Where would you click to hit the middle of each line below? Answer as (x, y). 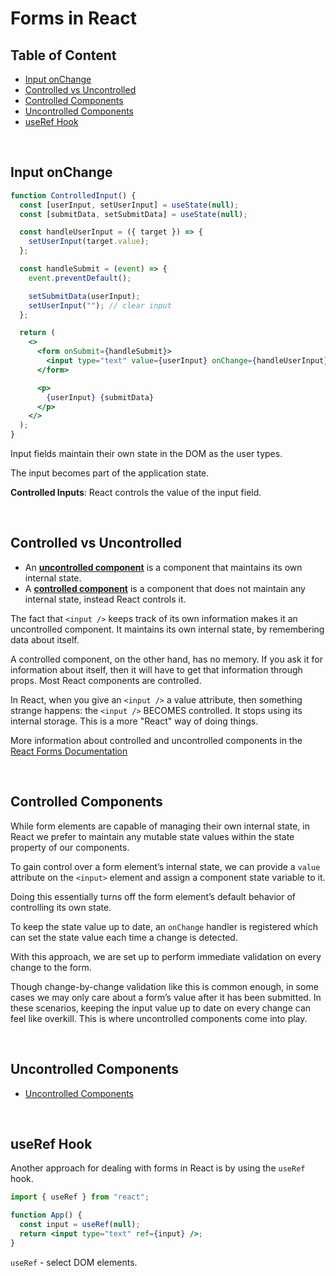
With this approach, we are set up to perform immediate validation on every (166, 956)
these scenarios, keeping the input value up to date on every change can (161, 1008)
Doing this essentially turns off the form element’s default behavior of (153, 896)
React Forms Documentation (69, 751)
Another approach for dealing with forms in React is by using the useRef (158, 1168)
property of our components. (70, 847)
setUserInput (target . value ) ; (89, 242)
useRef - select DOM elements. (74, 1262)
